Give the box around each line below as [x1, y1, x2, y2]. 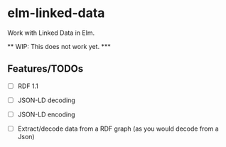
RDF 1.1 [17, 82, 39, 90]
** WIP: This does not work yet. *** [7, 42, 112, 50]
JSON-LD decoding [17, 96, 76, 104]
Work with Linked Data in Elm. [7, 28, 95, 37]
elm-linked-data [7, 5, 105, 21]
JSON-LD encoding [17, 110, 76, 119]
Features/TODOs [7, 62, 84, 75]
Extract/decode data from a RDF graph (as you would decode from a [17, 124, 219, 133]
